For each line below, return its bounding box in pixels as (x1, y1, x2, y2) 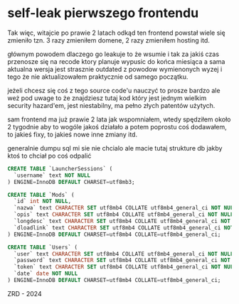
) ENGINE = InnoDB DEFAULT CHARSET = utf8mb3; (7, 178, 135, 185)
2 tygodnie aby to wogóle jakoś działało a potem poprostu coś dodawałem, (7, 122, 227, 131)
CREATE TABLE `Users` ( (7, 244, 78, 251)
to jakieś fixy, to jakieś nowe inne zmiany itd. (7, 130, 137, 139)
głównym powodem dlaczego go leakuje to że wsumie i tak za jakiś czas (7, 50, 219, 58)
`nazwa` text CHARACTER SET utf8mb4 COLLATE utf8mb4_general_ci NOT (14, 205, 221, 212)
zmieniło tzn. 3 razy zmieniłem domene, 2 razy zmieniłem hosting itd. (7, 36, 210, 44)
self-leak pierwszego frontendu (7, 5, 199, 21)
